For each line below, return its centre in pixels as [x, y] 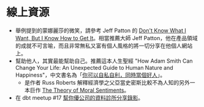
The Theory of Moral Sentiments [83, 90]
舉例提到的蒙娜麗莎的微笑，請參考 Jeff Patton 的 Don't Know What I [100, 30]
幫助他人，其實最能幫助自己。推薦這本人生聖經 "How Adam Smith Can [104, 61]
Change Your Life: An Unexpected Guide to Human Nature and [94, 67]
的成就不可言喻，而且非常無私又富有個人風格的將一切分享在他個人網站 [104, 46]
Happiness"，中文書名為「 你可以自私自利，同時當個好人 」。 [90, 75]
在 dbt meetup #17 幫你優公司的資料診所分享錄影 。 [79, 97]
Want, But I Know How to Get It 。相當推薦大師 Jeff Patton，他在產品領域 [106, 38]
